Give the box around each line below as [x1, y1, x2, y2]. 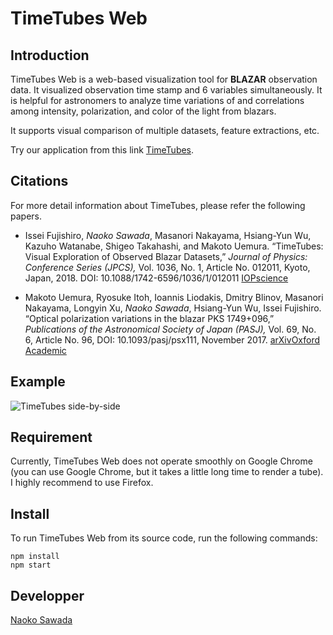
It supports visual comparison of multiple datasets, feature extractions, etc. [10, 125, 320, 136]
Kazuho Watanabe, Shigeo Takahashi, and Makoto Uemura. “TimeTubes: [24, 240, 324, 252]
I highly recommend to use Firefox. [10, 477, 154, 489]
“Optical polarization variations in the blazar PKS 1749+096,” [24, 312, 275, 324]
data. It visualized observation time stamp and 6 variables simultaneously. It [10, 84, 323, 96]
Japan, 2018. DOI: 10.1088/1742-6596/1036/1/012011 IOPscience [24, 272, 289, 284]
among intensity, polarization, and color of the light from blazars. [10, 105, 277, 117]
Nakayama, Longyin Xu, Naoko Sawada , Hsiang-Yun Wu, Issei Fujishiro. [24, 302, 322, 314]
